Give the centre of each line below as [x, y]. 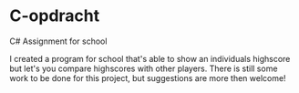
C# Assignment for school [58, 41]
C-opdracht [55, 16]
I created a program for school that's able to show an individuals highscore [150, 58]
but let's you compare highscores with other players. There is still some [144, 68]
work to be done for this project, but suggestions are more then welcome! [148, 77]
